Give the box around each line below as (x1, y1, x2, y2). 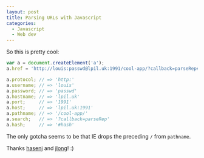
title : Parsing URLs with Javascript (6, 15, 102, 21)
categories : (6, 20, 36, 26)
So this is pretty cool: (6, 48, 59, 55)
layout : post (6, 9, 39, 15)
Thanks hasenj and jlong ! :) (6, 144, 74, 152)
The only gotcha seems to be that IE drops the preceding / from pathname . (6, 132, 191, 140)
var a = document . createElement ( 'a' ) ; (6, 60, 104, 66)
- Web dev (12, 32, 36, 38)
